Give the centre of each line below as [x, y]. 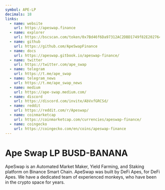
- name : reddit [25, 106]
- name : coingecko [28, 124]
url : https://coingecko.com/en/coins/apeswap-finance [70, 128]
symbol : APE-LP [21, 10]
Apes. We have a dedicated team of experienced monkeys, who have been [81, 177]
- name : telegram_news [33, 78]
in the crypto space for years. [35, 182]
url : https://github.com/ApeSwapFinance [56, 46]
